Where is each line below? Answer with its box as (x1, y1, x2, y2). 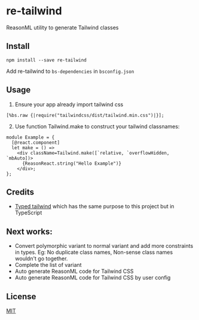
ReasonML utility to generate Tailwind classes (6, 24, 119, 31)
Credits (6, 187, 35, 197)
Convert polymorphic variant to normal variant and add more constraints (14, 242, 194, 250)
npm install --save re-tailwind (6, 57, 87, 63)
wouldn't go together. (14, 255, 68, 262)
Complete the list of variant (14, 261, 82, 269)
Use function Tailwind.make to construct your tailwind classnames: (14, 122, 180, 130)
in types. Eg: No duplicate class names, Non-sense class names (14, 249, 173, 256)
